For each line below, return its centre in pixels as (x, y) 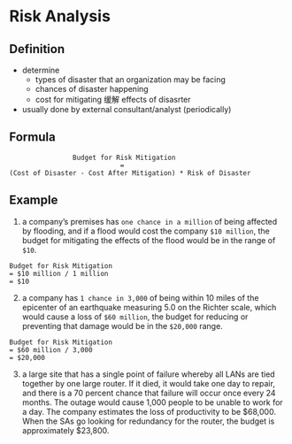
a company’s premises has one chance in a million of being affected (150, 221)
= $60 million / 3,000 (51, 350)
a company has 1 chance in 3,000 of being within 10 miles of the (140, 297)
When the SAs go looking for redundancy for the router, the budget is (148, 421)
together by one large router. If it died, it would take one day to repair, (149, 383)
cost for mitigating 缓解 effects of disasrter (113, 100)
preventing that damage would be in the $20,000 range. (122, 325)
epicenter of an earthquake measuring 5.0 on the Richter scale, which (149, 307)
